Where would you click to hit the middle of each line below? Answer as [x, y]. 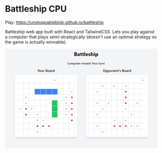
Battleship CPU [36, 9]
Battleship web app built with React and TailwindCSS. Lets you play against [80, 31]
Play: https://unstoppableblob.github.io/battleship [54, 22]
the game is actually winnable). [36, 42]
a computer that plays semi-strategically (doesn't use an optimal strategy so [81, 37]
